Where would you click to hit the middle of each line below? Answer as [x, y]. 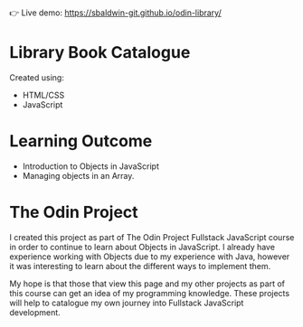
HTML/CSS [43, 95]
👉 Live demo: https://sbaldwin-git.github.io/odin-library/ [115, 13]
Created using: [37, 77]
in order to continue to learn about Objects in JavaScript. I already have [142, 247]
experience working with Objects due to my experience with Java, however [150, 257]
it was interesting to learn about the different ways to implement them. [140, 266]
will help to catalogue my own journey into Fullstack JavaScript [127, 303]
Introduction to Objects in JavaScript [91, 166]
